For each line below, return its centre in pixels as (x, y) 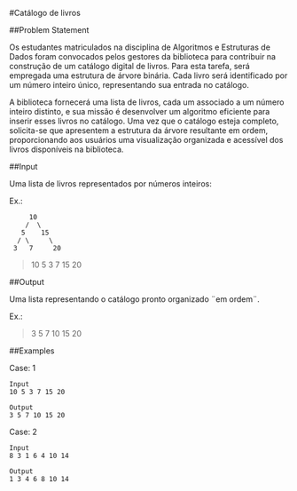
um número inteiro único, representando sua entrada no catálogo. (129, 85)
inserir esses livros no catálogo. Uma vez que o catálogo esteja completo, (144, 121)
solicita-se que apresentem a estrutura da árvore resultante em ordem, (139, 131)
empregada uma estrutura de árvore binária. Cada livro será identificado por (148, 75)
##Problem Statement (49, 30)
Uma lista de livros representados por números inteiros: (111, 184)
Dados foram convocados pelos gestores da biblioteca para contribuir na (143, 56)
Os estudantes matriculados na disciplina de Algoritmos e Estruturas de (140, 47)
